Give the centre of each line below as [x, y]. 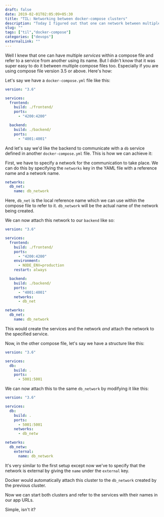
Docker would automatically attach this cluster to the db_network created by [81, 480]
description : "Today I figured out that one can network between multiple [83, 23]
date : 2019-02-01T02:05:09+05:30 [39, 14]
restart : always [31, 270]
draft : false [18, 10]
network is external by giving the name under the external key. [67, 471]
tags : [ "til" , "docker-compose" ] [38, 32]
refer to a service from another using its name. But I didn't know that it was [80, 60]
